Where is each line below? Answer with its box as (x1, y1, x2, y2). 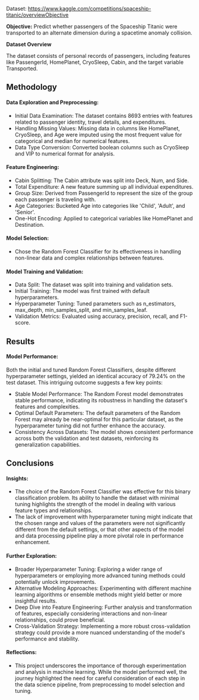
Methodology (6, 82, 58, 92)
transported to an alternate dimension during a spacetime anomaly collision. (6, 29, 192, 36)
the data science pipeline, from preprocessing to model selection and (14, 681, 185, 688)
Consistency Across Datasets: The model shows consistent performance (14, 428, 194, 435)
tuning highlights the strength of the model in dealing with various (14, 501, 176, 508)
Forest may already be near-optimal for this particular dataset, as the (14, 415, 184, 423)
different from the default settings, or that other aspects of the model (14, 526, 184, 533)
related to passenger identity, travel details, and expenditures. (14, 118, 166, 126)
